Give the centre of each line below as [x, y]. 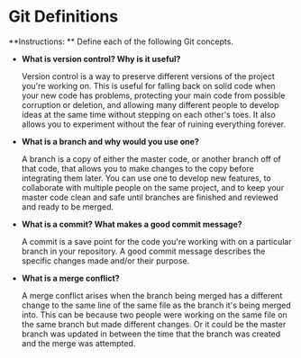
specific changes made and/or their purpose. [105, 260]
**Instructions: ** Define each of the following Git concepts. [121, 41]
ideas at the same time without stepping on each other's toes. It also [148, 114]
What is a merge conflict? [70, 278]
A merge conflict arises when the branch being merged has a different [152, 295]
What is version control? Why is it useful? [101, 58]
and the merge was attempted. [78, 343]
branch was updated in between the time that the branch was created [151, 334]
